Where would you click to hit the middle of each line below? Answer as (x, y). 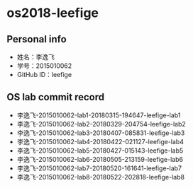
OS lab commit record (55, 97)
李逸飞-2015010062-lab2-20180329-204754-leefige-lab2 (101, 124)
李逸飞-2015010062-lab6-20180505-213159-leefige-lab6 (100, 159)
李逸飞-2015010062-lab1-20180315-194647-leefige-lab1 (99, 115)
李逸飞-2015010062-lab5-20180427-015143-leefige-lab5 (100, 151)
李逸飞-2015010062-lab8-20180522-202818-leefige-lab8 (101, 177)
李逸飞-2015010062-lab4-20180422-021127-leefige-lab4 (100, 141)
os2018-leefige (53, 13)
